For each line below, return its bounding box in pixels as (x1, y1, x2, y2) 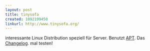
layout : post (5, 7, 32, 12)
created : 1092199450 (5, 16, 48, 21)
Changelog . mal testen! (5, 40, 53, 46)
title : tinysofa (5, 12, 39, 17)
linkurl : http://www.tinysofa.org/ (5, 21, 79, 26)
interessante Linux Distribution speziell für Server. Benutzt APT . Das (5, 35, 145, 41)
